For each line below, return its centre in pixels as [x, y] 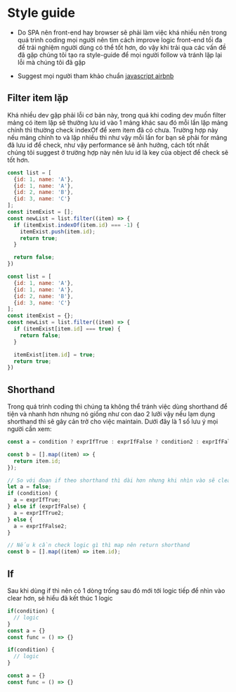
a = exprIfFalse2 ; [41, 526]
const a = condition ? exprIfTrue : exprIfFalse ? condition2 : [103, 442]
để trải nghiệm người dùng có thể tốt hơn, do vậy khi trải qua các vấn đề [122, 47]
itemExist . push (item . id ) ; [58, 231]
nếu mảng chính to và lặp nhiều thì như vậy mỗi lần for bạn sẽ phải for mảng [117, 137]
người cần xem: [29, 429]
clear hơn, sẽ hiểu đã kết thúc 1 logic [60, 598]
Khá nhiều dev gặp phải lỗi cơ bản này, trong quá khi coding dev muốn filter [117, 115]
